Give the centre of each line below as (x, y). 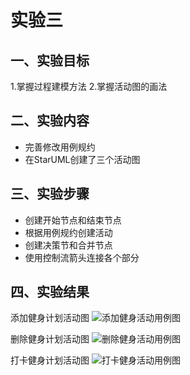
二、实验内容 (50, 121)
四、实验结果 (50, 292)
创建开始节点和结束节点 (73, 220)
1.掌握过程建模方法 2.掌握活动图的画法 (89, 86)
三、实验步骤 (50, 194)
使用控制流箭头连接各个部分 (82, 257)
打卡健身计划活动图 (50, 360)
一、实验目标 (50, 60)
